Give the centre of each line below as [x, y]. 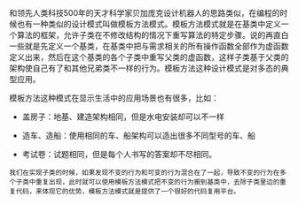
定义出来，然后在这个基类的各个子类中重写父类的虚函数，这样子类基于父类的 [149, 57]
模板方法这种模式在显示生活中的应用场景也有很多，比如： [114, 98]
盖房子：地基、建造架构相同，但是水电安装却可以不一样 [123, 117]
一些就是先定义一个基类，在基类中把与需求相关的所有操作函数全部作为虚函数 [149, 46]
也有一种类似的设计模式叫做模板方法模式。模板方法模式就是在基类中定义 [149, 24]
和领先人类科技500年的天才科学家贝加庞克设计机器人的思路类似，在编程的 [145, 13]
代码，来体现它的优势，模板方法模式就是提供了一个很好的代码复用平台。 [128, 192]
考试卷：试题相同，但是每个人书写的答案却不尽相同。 [119, 154]
